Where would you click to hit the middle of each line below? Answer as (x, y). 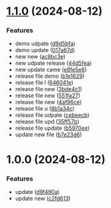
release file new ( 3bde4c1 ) (48, 89)
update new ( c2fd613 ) (43, 198)
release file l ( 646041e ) (44, 83)
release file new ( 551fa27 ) (48, 95)
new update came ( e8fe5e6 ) (51, 70)
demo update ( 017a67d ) (45, 50)
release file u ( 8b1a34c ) (45, 109)
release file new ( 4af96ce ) (48, 102)
